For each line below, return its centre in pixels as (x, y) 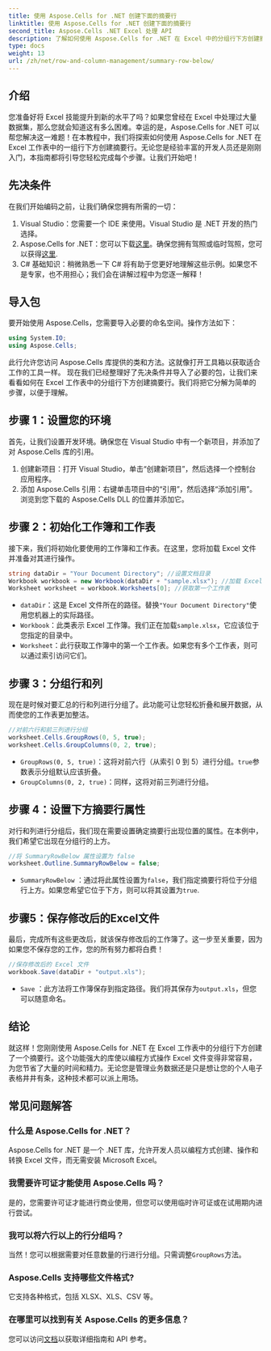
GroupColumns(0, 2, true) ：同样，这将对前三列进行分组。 (117, 781)
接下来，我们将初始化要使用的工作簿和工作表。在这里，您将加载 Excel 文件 (132, 548)
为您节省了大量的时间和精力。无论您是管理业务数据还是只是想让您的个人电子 (135, 1068)
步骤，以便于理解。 (40, 392)
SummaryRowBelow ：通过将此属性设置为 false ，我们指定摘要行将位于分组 (138, 880)
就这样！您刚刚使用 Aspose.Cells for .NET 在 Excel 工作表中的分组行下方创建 (135, 1048)
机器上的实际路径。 (66, 615)
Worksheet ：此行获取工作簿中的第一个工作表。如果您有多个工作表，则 (135, 646)
